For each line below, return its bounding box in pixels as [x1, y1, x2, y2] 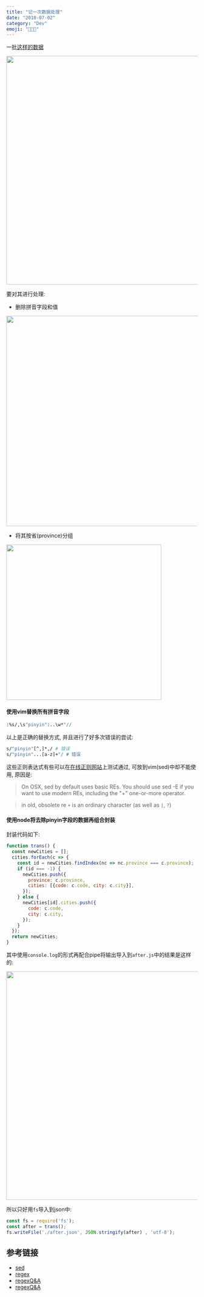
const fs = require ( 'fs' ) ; [6, 1218, 75, 1224]
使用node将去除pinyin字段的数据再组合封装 [6, 816, 115, 823]
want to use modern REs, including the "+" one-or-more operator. [21, 790, 186, 797]
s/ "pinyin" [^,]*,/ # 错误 [6, 746, 70, 752]
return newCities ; [12, 934, 59, 940]
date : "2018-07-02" [6, 15, 56, 21]
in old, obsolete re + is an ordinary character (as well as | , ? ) [21, 801, 172, 809]
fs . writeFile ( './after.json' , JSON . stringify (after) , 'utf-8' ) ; [6, 1229, 175, 1235]
